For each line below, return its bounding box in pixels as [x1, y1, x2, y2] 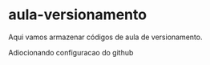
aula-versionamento [8, 6, 147, 24]
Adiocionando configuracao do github [8, 47, 134, 57]
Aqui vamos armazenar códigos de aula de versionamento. [8, 32, 203, 42]
